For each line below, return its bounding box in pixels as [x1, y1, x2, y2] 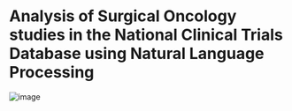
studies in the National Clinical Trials [9, 25, 283, 45]
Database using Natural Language [9, 44, 265, 63]
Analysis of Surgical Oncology [9, 6, 237, 26]
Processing [9, 63, 95, 83]
